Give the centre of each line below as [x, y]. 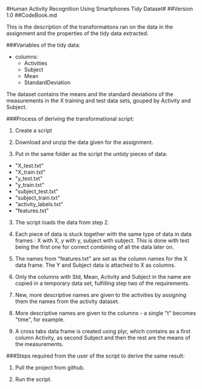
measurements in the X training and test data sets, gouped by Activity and [99, 100]
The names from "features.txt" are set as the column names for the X [101, 259]
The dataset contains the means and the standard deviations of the [90, 94]
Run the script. [33, 379]
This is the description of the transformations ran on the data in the [90, 27]
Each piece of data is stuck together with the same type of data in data [103, 234]
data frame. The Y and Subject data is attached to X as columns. [95, 265]
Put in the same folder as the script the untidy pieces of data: [91, 154]
